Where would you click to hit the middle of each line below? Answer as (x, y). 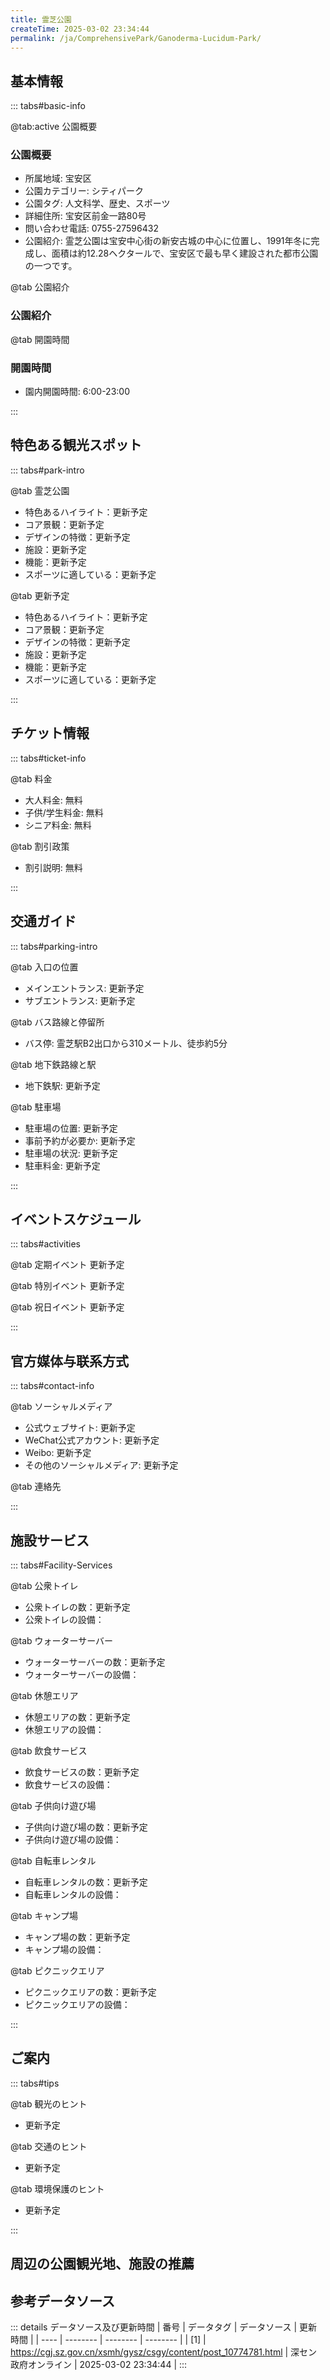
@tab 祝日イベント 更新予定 (67, 1307)
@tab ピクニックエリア (57, 1970)
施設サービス (50, 1540)
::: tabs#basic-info (48, 106)
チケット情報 (50, 733)
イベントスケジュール (76, 1219)
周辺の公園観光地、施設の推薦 (102, 2264)
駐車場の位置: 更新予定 (71, 1128)
